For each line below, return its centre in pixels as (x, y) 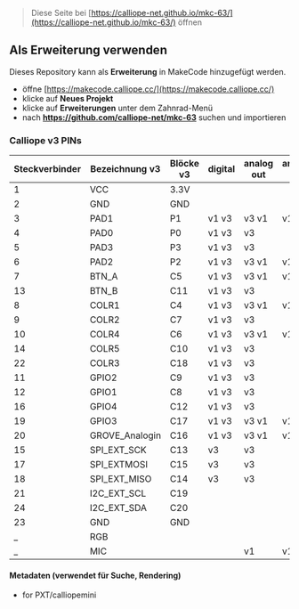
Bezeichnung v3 (125, 169)
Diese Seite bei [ (61, 13)
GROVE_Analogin (125, 435)
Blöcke (185, 164)
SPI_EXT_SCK (118, 451)
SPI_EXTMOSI (119, 465)
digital (222, 169)
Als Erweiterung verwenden (88, 50)
